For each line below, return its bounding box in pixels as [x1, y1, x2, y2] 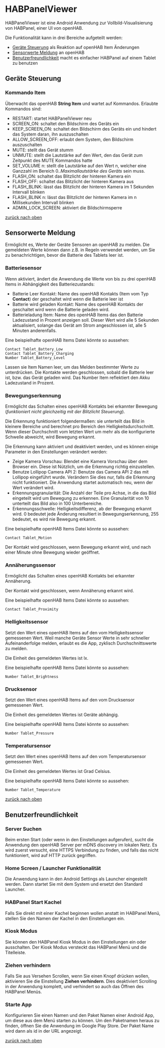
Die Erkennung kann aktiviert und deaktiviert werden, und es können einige [5, 444, 159, 450]
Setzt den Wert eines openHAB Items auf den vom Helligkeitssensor [5, 629, 144, 635]
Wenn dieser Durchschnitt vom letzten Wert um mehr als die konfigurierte [5, 429, 155, 435]
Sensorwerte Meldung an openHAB [12, 49, 85, 55]
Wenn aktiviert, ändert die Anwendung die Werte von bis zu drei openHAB [5, 276, 156, 282]
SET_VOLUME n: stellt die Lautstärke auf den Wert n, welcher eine [12, 162, 147, 169]
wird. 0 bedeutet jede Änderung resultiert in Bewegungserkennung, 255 [12, 511, 159, 517]
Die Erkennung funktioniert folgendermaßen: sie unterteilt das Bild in [5, 418, 145, 424]
